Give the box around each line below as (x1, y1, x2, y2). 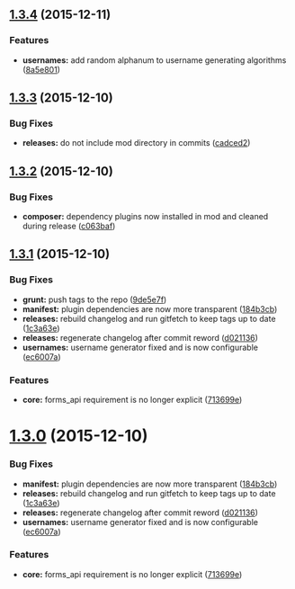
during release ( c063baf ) (22, 220, 116, 232)
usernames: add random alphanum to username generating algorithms (22, 54, 287, 66)
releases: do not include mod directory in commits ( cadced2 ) (22, 138, 251, 148)
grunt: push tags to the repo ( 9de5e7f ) (22, 294, 167, 305)
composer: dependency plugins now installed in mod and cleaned (22, 211, 269, 222)
